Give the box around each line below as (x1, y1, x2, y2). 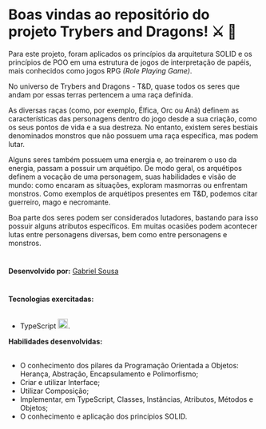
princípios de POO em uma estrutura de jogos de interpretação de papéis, (8, 58, 252, 67)
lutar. (8, 139, 26, 149)
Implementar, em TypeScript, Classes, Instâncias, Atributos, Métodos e (19, 395, 254, 404)
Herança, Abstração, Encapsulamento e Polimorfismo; (19, 369, 199, 379)
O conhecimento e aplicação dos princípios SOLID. (19, 411, 188, 421)
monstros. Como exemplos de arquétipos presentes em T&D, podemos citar (8, 189, 258, 198)
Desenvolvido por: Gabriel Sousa (8, 266, 119, 276)
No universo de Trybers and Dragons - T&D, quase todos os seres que (8, 81, 240, 91)
